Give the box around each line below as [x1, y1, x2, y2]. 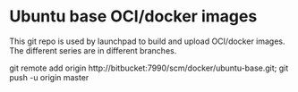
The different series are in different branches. [9, 45, 177, 55]
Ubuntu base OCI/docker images [9, 6, 258, 27]
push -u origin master [9, 71, 89, 82]
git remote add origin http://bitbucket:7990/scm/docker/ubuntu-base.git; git [9, 63, 289, 73]
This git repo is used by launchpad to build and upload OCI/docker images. [9, 36, 285, 46]
